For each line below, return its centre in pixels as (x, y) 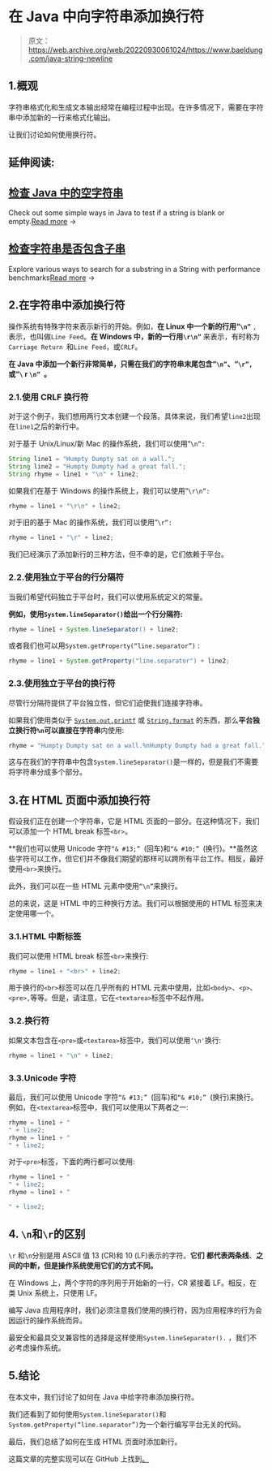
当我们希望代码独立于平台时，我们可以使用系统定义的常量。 (108, 597)
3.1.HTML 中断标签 (45, 937)
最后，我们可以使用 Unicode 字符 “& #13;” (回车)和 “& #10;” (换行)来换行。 (133, 1097)
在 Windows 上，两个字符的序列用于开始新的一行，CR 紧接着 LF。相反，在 (133, 1283)
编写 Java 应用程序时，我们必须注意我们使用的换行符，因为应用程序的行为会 (136, 1310)
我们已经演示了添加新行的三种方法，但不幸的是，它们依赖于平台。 (118, 554)
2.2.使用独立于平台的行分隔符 (66, 577)
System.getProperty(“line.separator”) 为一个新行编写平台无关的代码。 (127, 1424)
